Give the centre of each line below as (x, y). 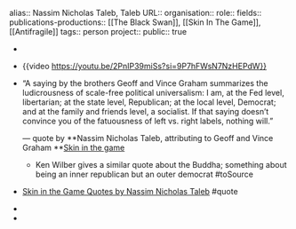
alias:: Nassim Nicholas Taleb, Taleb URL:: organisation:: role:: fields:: (136, 13)
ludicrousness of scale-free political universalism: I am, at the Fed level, (153, 93)
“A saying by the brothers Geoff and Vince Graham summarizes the (145, 83)
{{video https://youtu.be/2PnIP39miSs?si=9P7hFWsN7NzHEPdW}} (144, 66)
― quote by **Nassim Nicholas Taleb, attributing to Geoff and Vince (148, 138)
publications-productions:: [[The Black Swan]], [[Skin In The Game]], (135, 22)
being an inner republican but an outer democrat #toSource (144, 174)
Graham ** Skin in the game (73, 147)
